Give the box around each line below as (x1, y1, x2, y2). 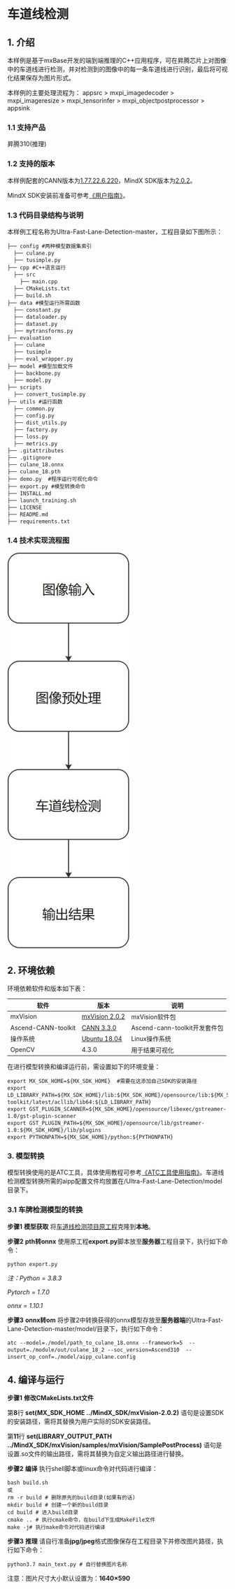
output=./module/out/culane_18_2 (7, 1346, 105, 1353)
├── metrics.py (13, 440, 58, 447)
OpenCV (10, 1046, 35, 1054)
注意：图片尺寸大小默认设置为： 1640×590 (7, 1574, 131, 1583)
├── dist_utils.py (13, 419, 68, 426)
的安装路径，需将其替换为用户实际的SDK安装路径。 (7, 1417, 155, 1426)
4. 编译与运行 (7, 1374, 64, 1386)
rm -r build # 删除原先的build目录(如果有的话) (7, 1494, 136, 1502)
